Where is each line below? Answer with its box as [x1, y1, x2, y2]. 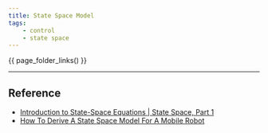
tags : [8, 19, 26, 27]
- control [22, 26, 56, 34]
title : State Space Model [8, 11, 94, 20]
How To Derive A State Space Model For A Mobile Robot [19, 116, 205, 126]
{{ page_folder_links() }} [8, 56, 88, 65]
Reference [8, 86, 61, 100]
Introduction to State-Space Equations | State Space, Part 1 [19, 108, 215, 117]
